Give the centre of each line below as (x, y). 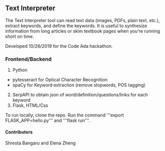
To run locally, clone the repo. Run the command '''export (65, 115)
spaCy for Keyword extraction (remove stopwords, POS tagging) (79, 85)
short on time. (20, 36)
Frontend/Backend (28, 59)
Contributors (19, 132)
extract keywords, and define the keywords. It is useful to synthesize (76, 26)
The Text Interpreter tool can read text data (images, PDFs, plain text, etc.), (82, 20)
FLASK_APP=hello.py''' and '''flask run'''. (48, 120)
